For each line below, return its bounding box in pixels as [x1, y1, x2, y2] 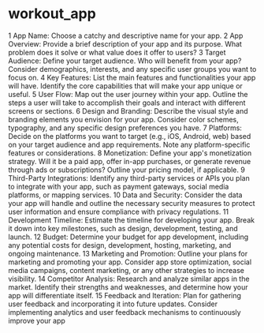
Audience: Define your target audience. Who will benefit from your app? [8, 56, 242, 65]
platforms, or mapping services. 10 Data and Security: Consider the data [8, 190, 243, 200]
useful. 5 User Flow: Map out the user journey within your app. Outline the [8, 89, 248, 99]
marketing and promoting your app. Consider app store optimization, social [8, 257, 252, 267]
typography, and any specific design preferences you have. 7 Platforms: [8, 123, 243, 133]
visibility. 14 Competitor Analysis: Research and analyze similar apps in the [8, 274, 250, 283]
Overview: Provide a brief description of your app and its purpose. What [8, 39, 243, 48]
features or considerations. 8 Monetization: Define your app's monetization [8, 148, 252, 158]
